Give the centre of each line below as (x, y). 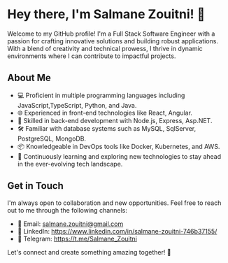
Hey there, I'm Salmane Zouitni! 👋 (106, 14)
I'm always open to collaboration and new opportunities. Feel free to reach (114, 203)
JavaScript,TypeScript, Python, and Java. (77, 105)
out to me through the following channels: (67, 210)
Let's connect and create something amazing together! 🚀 (89, 252)
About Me (29, 78)
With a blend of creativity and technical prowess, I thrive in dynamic (105, 48)
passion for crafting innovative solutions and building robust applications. (113, 41)
